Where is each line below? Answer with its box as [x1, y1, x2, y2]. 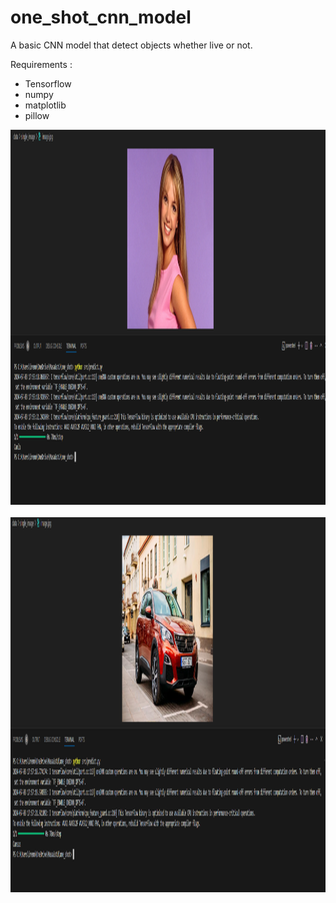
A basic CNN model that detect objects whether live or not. [10, 39, 253, 51]
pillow [24, 109, 50, 121]
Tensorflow [24, 77, 72, 90]
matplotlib [24, 99, 67, 111]
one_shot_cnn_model [10, 6, 192, 29]
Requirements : [10, 58, 73, 70]
